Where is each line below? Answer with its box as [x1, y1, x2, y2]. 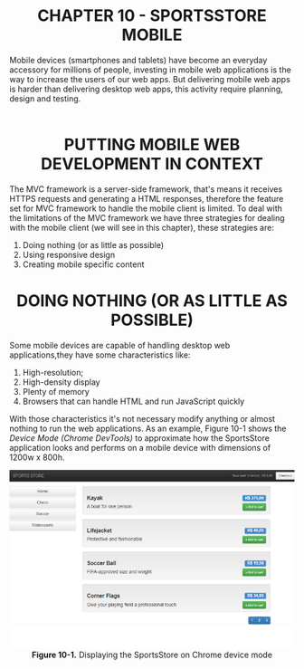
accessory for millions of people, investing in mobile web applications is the [9, 64, 291, 75]
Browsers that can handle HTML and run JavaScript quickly [22, 396, 245, 406]
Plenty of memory [22, 386, 90, 397]
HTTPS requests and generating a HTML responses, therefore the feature [9, 193, 284, 204]
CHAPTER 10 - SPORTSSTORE [37, 5, 267, 26]
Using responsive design [22, 249, 116, 260]
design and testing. [9, 92, 81, 104]
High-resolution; [22, 367, 84, 378]
